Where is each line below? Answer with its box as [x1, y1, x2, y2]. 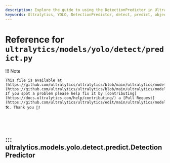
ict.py [5, 53, 33, 63]
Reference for [5, 34, 64, 45]
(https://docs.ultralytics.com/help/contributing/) [5, 95, 116, 101]
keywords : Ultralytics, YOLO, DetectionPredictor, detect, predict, [5, 12, 153, 17]
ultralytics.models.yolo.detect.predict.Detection [5, 143, 162, 151]
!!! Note [5, 68, 21, 74]
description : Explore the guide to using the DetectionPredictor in [5, 7, 153, 13]
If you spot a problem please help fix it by [5, 91, 103, 96]
